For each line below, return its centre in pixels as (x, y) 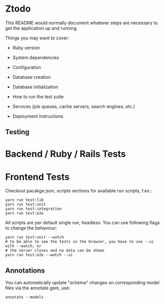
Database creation (32, 77)
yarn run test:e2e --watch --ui (39, 255)
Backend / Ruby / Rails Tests (66, 154)
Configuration (27, 67)
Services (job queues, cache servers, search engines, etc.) (74, 106)
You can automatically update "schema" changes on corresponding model (82, 283)
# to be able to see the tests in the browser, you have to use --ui (80, 242)
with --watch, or (23, 246)
